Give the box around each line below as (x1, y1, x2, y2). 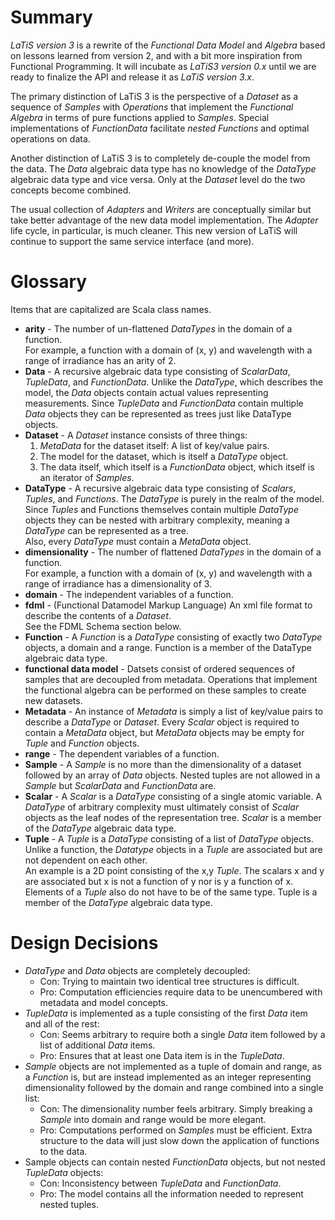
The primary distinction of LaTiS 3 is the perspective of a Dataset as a (10, 90, 299, 102)
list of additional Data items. (39, 1039, 156, 1051)
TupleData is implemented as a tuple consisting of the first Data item (24, 1007, 308, 1019)
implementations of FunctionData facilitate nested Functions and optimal (10, 122, 310, 134)
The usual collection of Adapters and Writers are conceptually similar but (10, 203, 312, 215)
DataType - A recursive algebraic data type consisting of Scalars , (24, 482, 297, 494)
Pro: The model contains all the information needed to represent (39, 1187, 304, 1200)
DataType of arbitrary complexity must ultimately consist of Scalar (24, 801, 300, 813)
